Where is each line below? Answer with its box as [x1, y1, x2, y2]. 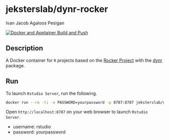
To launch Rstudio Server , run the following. [6, 90, 97, 96]
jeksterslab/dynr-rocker [6, 3, 108, 15]
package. [6, 62, 25, 68]
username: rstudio [13, 124, 51, 130]
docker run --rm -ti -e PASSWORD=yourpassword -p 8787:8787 [6, 100, 134, 105]
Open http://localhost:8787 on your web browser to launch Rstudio [6, 109, 148, 115]
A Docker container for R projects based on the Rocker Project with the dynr [6, 57, 162, 63]
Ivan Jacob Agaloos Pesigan [6, 20, 65, 26]
